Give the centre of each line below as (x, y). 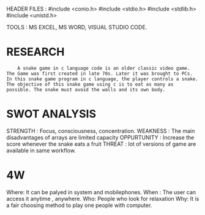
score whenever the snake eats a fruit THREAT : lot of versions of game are (101, 144)
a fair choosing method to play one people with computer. (79, 205)
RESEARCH (35, 52)
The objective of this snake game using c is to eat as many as (90, 84)
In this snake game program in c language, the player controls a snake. (102, 79)
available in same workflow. (41, 150)
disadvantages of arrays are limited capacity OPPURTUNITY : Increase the (100, 137)
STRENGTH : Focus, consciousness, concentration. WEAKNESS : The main (101, 130)
